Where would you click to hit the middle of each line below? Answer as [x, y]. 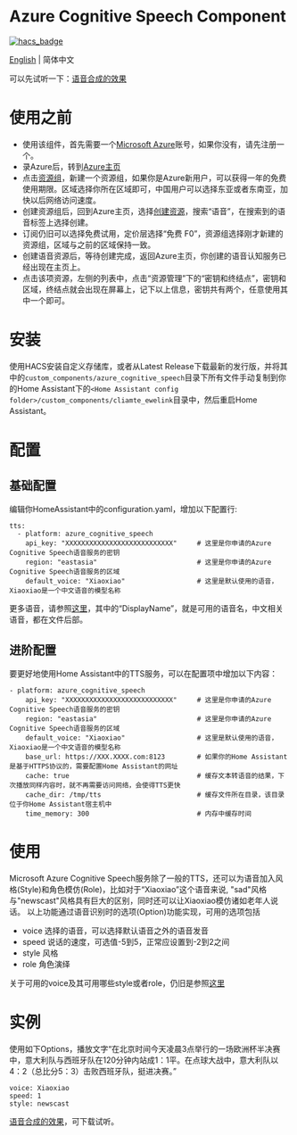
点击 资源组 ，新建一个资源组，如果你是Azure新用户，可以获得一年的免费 [154, 178]
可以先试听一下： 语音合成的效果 [68, 79]
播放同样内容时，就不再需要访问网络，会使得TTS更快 [98, 785]
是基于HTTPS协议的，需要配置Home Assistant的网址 [94, 766]
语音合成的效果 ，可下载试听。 [64, 1121]
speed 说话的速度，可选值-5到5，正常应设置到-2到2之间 [126, 941]
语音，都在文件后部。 [48, 619]
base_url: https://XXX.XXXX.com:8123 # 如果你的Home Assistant [157, 757]
